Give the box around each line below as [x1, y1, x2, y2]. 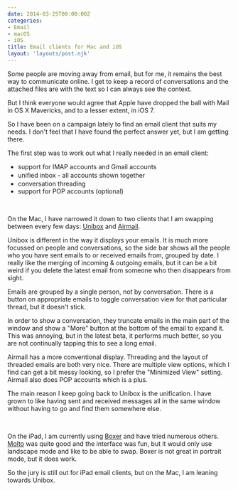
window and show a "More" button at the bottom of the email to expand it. [7, 324, 225, 332]
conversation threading [17, 179, 86, 188]
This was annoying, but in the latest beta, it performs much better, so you [7, 331, 222, 340]
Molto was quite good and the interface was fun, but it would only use [7, 439, 212, 448]
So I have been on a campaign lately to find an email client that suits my [7, 119, 217, 128]
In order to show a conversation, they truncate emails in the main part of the [7, 316, 229, 324]
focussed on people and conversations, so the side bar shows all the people [7, 243, 231, 252]
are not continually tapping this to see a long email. [7, 339, 157, 347]
